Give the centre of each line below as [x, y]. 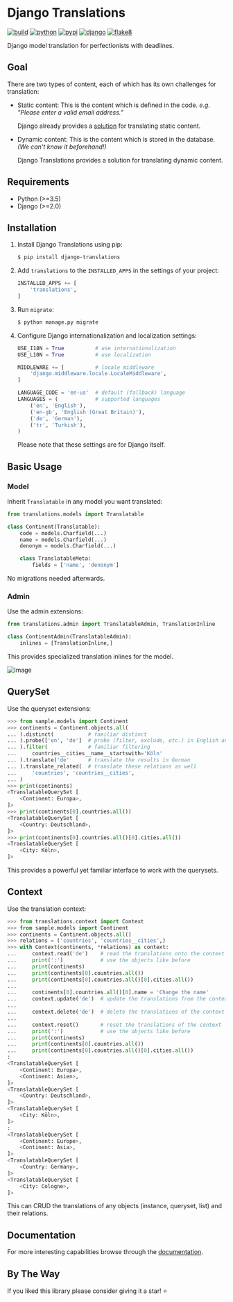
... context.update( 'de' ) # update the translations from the [107, 999]
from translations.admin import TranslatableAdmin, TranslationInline [111, 624]
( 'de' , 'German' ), [57, 418]
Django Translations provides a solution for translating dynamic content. [120, 160]
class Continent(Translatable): [54, 527]
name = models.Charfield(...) [63, 540]
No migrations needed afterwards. [56, 579]
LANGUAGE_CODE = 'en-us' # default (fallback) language [101, 393]
